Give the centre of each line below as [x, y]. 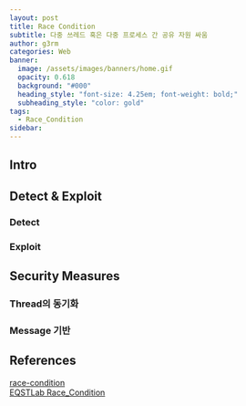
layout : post [34, 18]
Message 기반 [40, 330]
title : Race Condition [52, 26]
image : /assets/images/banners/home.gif [95, 69]
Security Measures [65, 276]
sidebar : [26, 129]
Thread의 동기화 [44, 304]
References [43, 361]
